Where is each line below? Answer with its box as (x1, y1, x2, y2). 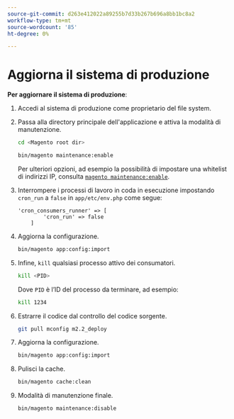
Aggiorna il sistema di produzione (7, 67, 210, 83)
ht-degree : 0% (7, 30, 50, 38)
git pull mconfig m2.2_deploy (17, 325, 108, 333)
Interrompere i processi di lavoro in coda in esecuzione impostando (17, 186, 215, 194)
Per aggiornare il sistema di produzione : (7, 90, 128, 99)
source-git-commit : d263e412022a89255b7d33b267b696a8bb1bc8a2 (7, 10, 195, 18)
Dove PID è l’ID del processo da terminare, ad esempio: (17, 285, 179, 294)
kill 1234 (17, 298, 48, 306)
